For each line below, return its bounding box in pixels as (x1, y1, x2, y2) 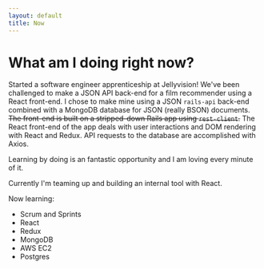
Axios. (8, 139, 30, 148)
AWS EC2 (19, 243, 52, 253)
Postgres (19, 252, 50, 262)
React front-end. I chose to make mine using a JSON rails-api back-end (8, 97, 250, 106)
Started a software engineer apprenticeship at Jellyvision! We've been (8, 80, 240, 89)
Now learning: (8, 194, 54, 204)
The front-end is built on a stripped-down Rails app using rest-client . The (8, 113, 255, 124)
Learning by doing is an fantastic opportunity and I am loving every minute (8, 155, 254, 164)
